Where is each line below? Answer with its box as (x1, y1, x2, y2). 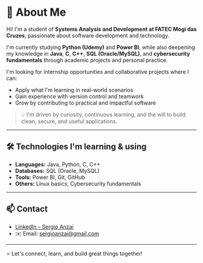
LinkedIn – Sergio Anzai (14, 223, 74, 230)
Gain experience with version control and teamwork (14, 93, 144, 100)
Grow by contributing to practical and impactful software (14, 99, 156, 106)
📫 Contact (6, 204, 48, 214)
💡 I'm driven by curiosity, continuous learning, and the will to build (21, 111, 186, 118)
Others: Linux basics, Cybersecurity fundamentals (14, 180, 141, 187)
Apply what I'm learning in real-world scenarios (14, 86, 134, 93)
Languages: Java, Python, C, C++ (14, 160, 101, 168)
